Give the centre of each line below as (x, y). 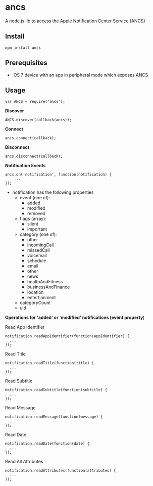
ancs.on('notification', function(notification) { (58, 175)
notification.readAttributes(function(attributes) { (61, 471)
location (35, 292)
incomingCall (40, 245)
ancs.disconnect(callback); (34, 156)
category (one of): (38, 234)
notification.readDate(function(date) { (48, 444)
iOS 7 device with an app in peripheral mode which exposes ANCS (80, 75)
